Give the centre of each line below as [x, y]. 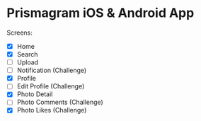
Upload [28, 62]
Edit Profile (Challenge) [51, 86]
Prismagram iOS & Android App [100, 13]
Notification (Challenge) [52, 70]
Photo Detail [35, 94]
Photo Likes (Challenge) [52, 110]
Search [27, 54]
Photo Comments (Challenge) [60, 102]
